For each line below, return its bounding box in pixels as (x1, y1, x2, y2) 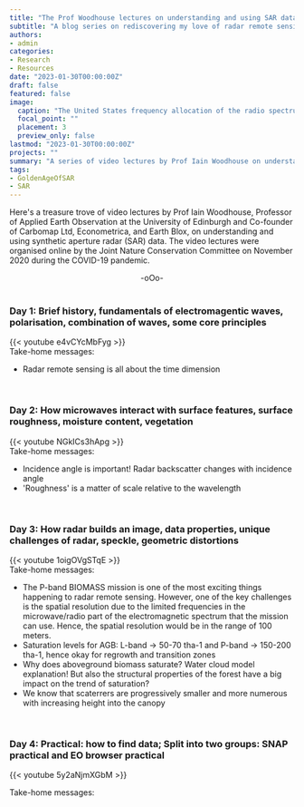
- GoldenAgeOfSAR (9, 173, 75, 182)
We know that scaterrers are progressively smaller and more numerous (22, 688, 288, 699)
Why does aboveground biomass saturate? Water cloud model (22, 659, 255, 670)
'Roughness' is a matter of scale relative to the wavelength (22, 482, 242, 493)
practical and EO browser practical (9, 749, 165, 762)
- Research (9, 55, 51, 64)
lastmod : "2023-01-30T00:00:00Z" (9, 140, 136, 149)
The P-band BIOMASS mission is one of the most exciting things (22, 582, 262, 593)
